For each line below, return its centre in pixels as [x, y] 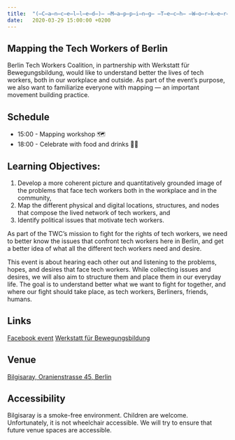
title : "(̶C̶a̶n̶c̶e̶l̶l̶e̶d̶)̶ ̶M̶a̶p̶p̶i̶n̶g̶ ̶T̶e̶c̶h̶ [97, 14]
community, [34, 198]
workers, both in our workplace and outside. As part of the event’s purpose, [116, 80]
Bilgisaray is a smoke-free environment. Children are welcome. [98, 416]
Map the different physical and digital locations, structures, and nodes [118, 205]
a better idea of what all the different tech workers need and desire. [105, 248]
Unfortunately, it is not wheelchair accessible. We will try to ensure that [109, 423]
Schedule [29, 117]
